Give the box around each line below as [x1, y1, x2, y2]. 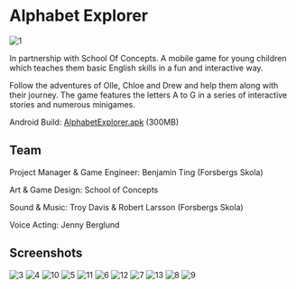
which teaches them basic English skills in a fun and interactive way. [9, 62, 264, 73]
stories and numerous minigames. [9, 98, 135, 109]
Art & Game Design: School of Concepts [9, 184, 159, 195]
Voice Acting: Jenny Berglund [9, 219, 120, 230]
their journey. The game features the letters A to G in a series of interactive [9, 89, 288, 100]
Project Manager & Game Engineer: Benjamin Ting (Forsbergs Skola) [9, 166, 264, 177]
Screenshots [9, 246, 83, 261]
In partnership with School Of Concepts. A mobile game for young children [9, 52, 287, 63]
